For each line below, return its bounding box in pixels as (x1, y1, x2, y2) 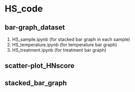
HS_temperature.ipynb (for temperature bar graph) (12, 42, 117, 48)
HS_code (5, 3, 43, 15)
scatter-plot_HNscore (5, 61, 75, 70)
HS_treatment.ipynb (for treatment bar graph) (12, 47, 107, 53)
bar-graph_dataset (5, 23, 65, 32)
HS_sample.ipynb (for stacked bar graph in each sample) (12, 36, 130, 42)
